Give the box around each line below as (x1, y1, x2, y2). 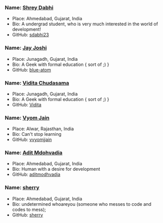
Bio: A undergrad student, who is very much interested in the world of (12, 21, 158, 27)
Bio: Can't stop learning (12, 131, 62, 137)
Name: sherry (5, 184, 40, 191)
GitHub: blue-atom (12, 66, 51, 72)
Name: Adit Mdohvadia (5, 149, 63, 156)
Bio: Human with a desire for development (12, 166, 101, 172)
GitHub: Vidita (12, 101, 42, 107)
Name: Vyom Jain (5, 114, 50, 121)
